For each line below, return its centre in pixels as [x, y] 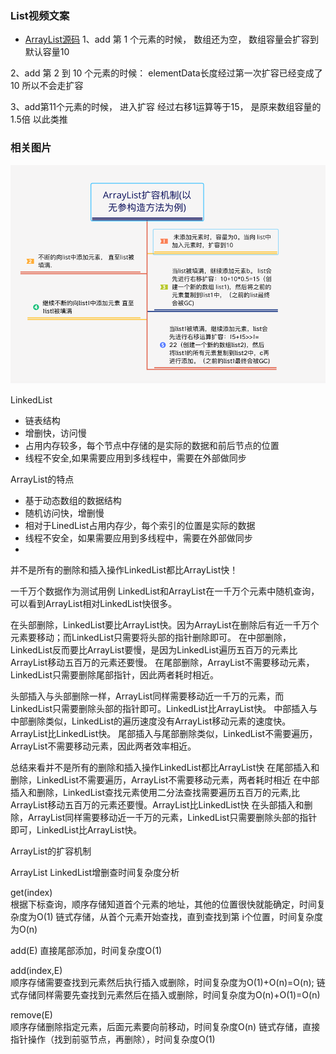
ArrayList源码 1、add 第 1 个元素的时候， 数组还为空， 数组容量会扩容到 [172, 39]
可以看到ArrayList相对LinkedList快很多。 [94, 604]
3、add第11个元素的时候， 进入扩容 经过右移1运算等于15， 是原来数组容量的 [166, 107]
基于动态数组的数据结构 [73, 501]
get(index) [31, 893]
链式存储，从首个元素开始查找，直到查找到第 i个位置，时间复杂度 [189, 917]
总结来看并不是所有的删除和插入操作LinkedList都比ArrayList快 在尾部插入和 [165, 768]
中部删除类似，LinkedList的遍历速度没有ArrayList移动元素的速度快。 [151, 721]
